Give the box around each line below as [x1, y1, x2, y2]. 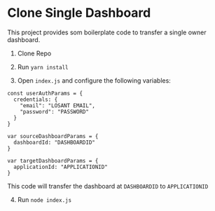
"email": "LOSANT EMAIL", [20, 102, 96, 109]
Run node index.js [17, 195, 72, 204]
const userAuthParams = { [7, 90, 83, 97]
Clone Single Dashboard [7, 5, 151, 21]
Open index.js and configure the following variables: [17, 76, 172, 85]
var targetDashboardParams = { [7, 157, 99, 164]
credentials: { [13, 96, 58, 103]
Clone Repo [17, 49, 52, 57]
